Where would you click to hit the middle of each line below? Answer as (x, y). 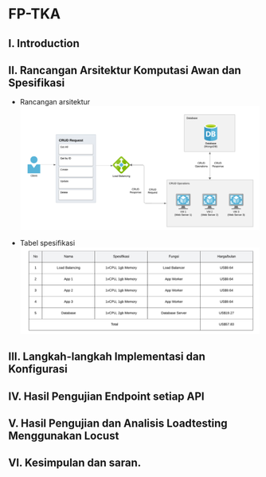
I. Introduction (44, 43)
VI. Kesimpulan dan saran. (75, 463)
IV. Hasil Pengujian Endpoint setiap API (106, 396)
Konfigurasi (38, 369)
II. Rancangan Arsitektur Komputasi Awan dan (125, 70)
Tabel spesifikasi (47, 243)
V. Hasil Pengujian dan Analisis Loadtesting (118, 423)
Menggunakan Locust (64, 436)
